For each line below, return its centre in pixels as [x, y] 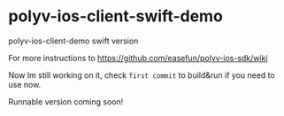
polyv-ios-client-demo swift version [73, 41]
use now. [25, 84]
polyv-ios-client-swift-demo [115, 16]
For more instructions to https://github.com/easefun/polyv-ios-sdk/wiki [138, 58]
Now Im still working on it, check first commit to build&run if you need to [142, 75]
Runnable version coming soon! [66, 101]
